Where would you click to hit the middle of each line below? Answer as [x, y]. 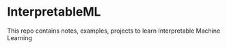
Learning [20, 37]
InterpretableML [54, 12]
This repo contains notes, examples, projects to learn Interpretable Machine [114, 31]
